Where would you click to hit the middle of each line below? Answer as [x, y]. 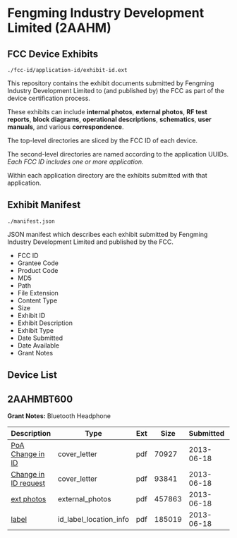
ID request [28, 483]
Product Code [38, 270]
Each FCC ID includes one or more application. [75, 161]
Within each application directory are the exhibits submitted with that [108, 175]
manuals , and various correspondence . [66, 127]
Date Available [38, 345]
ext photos [29, 499]
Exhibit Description [45, 323]
